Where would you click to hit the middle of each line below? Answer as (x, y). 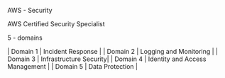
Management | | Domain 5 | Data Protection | (73, 66)
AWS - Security (30, 10)
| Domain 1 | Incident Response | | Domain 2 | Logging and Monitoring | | (113, 51)
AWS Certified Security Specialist (56, 24)
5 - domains (25, 38)
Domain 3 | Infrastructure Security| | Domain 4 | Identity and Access (107, 59)
